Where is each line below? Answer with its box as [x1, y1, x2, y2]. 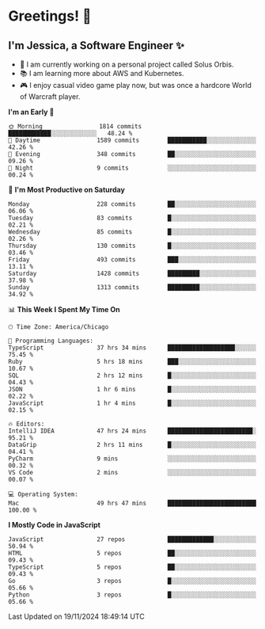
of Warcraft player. [19, 92, 81, 101]
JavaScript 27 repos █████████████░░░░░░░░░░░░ [8, 536, 257, 543]
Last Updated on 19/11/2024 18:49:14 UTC [8, 612, 145, 621]
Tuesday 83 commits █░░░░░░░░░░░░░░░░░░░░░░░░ [8, 214, 257, 222]
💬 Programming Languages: [8, 337, 93, 345]
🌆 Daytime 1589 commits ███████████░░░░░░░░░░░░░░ [8, 136, 257, 144]
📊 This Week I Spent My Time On [8, 305, 120, 314]
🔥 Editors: [8, 420, 45, 428]
